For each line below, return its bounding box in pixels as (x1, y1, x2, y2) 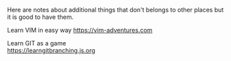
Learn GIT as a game (7, 39, 67, 47)
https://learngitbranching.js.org (7, 47, 96, 54)
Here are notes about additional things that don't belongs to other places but (7, 6, 224, 14)
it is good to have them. (7, 13, 74, 21)
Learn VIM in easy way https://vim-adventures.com (7, 26, 153, 34)
